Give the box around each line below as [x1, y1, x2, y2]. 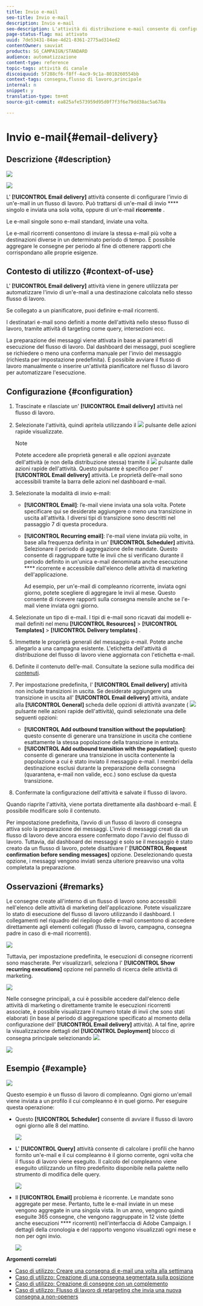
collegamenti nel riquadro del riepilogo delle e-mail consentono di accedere [6, 917, 195, 924]
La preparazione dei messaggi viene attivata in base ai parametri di [6, 337, 173, 344]
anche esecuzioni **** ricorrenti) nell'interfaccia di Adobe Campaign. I [14, 1219, 191, 1227]
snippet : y [6, 88, 34, 94]
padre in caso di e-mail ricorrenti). [6, 930, 92, 937]
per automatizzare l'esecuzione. [6, 369, 86, 376]
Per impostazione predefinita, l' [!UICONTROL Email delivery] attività [14, 681, 188, 688]
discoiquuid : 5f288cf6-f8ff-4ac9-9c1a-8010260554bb [6, 71, 139, 77]
